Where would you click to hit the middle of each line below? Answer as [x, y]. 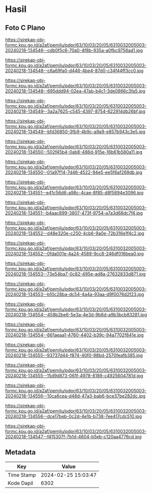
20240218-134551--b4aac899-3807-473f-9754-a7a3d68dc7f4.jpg [74, 213]
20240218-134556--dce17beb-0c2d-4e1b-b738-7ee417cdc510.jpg [74, 416]
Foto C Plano [25, 28]
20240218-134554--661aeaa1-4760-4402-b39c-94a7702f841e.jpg [75, 335]
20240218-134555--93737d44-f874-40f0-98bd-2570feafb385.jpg [74, 355]
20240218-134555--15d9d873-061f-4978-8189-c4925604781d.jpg [74, 376]
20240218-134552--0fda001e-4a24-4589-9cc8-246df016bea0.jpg [75, 254]
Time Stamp [22, 475]
